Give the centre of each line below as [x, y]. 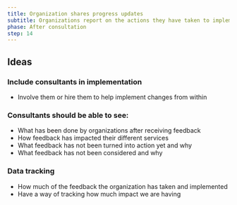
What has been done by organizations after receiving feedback [109, 131]
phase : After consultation [47, 27]
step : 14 [20, 33]
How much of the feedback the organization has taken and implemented [122, 186]
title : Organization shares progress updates [75, 14]
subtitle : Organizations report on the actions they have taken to [109, 20]
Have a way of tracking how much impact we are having [99, 194]
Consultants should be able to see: [68, 115]
